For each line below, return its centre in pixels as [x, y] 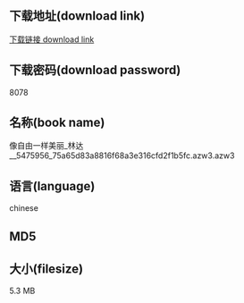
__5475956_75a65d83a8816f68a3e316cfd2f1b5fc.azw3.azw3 [122, 156]
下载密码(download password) [95, 70]
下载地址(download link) [77, 16]
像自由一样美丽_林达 [46, 146]
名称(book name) [57, 123]
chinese [24, 208]
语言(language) [52, 186]
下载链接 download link [52, 39]
